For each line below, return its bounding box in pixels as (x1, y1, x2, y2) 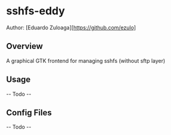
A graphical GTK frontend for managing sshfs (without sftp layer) (6, 57, 166, 64)
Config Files (6, 108, 52, 118)
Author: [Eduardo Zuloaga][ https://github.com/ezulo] (6, 24, 136, 31)
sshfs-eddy (6, 4, 66, 18)
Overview (6, 41, 43, 51)
